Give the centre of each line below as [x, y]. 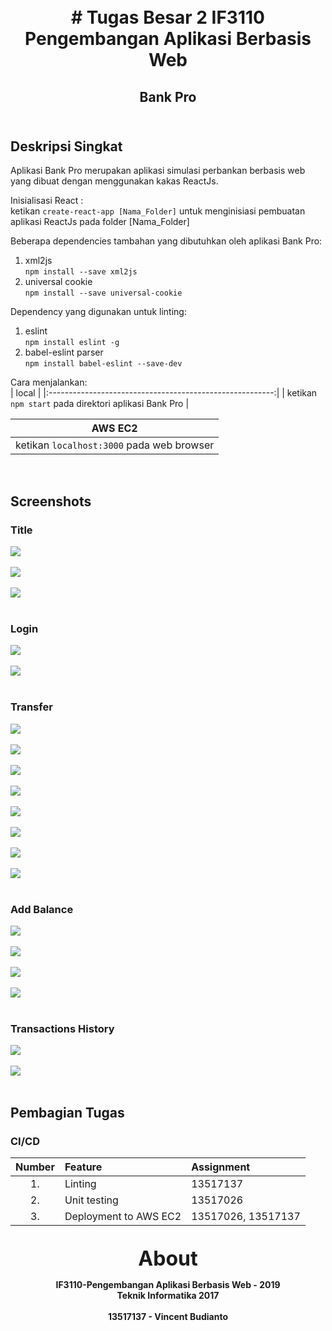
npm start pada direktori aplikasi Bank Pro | [100, 404]
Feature [83, 1167]
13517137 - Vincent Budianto [168, 1316]
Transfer [31, 707]
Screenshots [51, 501]
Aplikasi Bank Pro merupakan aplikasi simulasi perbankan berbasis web [158, 171]
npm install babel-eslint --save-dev [103, 364]
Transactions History [62, 1028]
